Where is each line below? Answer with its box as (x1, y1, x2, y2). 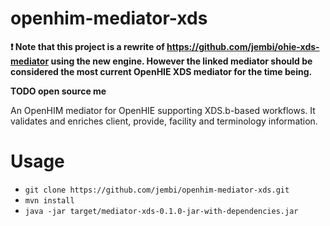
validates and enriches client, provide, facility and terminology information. (10, 115, 318, 127)
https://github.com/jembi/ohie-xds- (166, 40, 320, 52)
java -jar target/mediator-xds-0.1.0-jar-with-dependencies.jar (24, 206, 299, 216)
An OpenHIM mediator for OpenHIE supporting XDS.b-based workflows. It (10, 104, 316, 116)
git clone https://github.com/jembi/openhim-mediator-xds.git (24, 185, 290, 195)
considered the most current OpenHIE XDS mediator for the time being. (10, 65, 313, 77)
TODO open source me (10, 85, 107, 97)
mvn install (24, 195, 75, 206)
